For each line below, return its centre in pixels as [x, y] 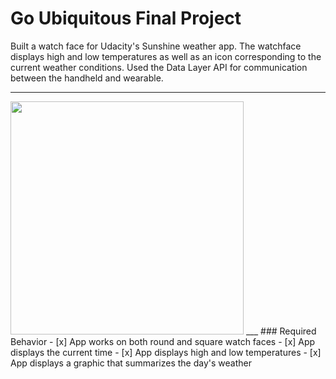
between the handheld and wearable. [87, 78]
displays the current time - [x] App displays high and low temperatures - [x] [166, 352]
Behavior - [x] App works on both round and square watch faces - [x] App [163, 341]
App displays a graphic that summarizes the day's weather [131, 363]
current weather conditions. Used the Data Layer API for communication [159, 67]
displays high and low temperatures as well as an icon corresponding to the [166, 56]
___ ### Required [281, 331]
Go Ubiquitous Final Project [126, 18]
